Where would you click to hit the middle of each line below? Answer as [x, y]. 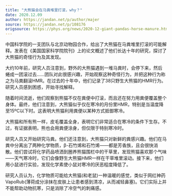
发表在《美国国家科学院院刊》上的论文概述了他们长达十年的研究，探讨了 [90, 51]
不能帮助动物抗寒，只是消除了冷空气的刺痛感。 [55, 188]
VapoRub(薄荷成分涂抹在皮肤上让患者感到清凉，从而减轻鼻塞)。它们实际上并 [86, 182]
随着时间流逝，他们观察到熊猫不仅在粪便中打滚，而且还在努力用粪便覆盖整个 [86, 98]
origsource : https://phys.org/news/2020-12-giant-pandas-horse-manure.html [88, 29]
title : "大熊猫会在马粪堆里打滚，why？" [44, 10]
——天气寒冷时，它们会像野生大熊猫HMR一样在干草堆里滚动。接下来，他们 [84, 158]
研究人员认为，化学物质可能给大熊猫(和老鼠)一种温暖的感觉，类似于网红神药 [85, 176]
